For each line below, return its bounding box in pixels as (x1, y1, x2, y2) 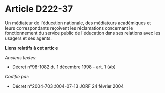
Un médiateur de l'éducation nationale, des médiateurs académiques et (5, 20, 151, 26)
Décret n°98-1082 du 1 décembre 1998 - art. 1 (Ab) (12, 64, 116, 70)
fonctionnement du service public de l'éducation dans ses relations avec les (5, 30, 161, 36)
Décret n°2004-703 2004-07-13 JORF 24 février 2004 (12, 83, 124, 89)
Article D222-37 (5, 3, 73, 15)
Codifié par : (5, 73, 30, 79)
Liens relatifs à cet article (5, 45, 58, 51)
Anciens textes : (5, 54, 37, 60)
